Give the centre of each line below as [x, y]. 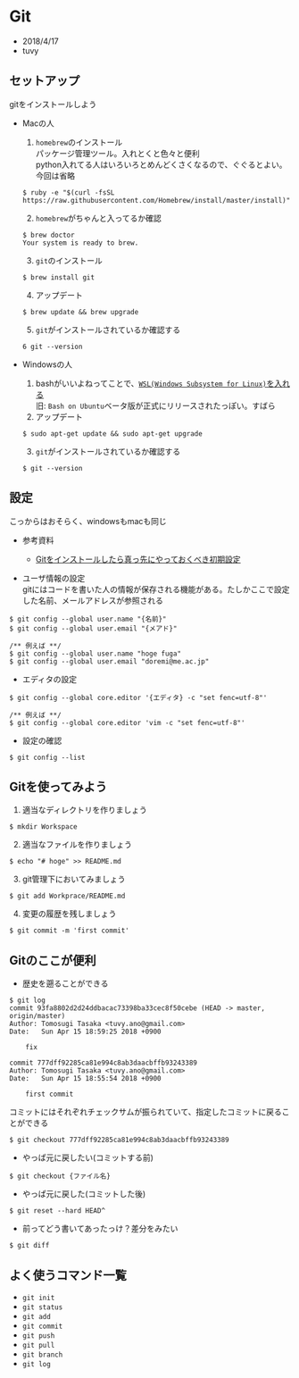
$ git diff [29, 1246]
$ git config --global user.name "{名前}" [88, 619]
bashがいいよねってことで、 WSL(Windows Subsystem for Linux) [151, 383]
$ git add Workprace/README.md [67, 896]
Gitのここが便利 [53, 960]
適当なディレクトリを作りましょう [84, 810]
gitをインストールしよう [53, 104]
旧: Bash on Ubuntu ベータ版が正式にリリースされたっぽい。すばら [156, 405]
